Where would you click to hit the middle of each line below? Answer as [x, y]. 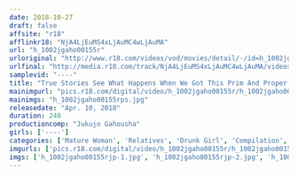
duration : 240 [35, 116]
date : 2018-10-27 [41, 17]
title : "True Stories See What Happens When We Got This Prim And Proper [149, 83]
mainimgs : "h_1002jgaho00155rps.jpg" [79, 99]
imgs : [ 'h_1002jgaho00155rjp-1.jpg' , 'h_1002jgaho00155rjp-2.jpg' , [137, 157]
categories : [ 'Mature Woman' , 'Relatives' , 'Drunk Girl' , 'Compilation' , [149, 141]
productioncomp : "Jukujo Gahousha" [75, 125]
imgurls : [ [29, 148]
